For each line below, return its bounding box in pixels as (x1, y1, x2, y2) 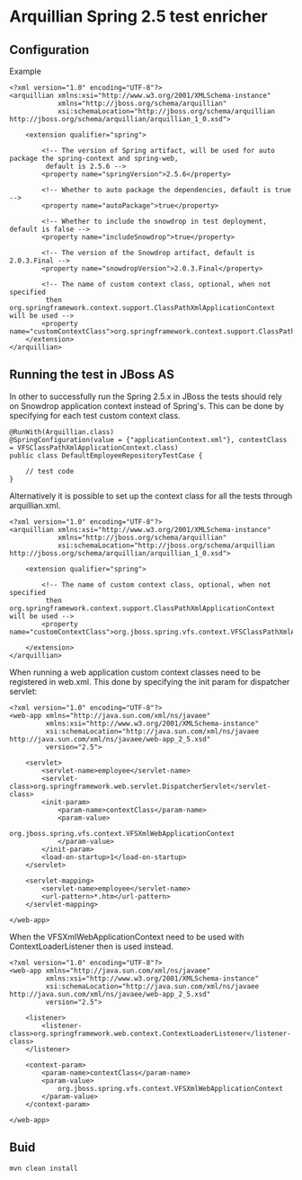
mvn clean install (9, 1164, 78, 1173)
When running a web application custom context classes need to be (9, 667, 261, 678)
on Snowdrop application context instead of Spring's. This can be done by (9, 400, 285, 411)
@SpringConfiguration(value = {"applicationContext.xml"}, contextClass (9, 435, 288, 444)
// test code (25, 466, 75, 475)
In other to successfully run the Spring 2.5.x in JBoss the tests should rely (9, 391, 283, 402)
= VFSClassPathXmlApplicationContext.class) (9, 443, 179, 452)
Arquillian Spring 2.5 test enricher (9, 6, 268, 27)
